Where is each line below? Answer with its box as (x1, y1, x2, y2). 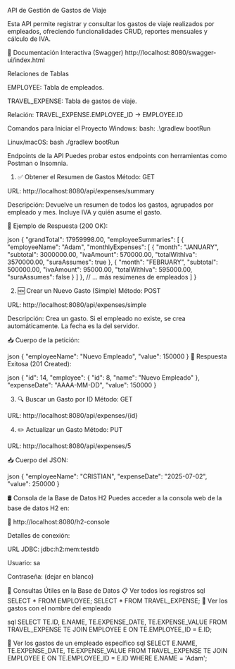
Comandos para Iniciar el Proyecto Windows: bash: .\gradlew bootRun (7, 124, 211, 133)
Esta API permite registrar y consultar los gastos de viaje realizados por (7, 20, 215, 28)
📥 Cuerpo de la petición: (7, 336, 80, 344)
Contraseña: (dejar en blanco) (7, 572, 94, 581)
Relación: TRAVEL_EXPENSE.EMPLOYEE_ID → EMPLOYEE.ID (7, 111, 184, 119)
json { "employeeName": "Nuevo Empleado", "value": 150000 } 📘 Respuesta (7, 352, 227, 361)
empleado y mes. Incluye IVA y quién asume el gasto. (7, 208, 163, 216)
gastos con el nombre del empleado (7, 604, 112, 613)
